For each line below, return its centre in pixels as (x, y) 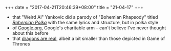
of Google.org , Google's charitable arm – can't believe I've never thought (89, 28)
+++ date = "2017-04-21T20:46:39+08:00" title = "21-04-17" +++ (74, 7)
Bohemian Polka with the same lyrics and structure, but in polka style (85, 22)
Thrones (21, 44)
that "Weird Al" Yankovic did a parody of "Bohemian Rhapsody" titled (85, 17)
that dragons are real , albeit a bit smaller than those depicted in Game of (89, 38)
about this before (30, 33)
